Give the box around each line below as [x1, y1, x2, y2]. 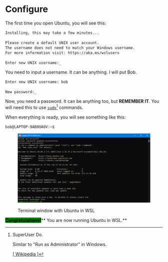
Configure [5, 3, 48, 15]
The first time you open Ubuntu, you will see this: [5, 20, 106, 26]
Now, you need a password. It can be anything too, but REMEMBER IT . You [5, 98, 159, 104]
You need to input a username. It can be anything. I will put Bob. [5, 69, 137, 75]
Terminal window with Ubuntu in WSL [17, 207, 95, 213]
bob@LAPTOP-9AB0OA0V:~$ [5, 124, 55, 129]
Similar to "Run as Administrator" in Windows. [12, 241, 107, 247]
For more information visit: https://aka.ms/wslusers [5, 50, 120, 55]
